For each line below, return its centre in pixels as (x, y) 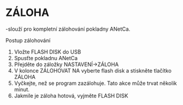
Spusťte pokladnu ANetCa (46, 58)
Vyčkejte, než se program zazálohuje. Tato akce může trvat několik (95, 83)
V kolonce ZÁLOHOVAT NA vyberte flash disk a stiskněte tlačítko (93, 70)
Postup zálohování (28, 40)
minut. (22, 89)
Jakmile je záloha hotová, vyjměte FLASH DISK (71, 96)
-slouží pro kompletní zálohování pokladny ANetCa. (68, 29)
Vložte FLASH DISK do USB (48, 52)
